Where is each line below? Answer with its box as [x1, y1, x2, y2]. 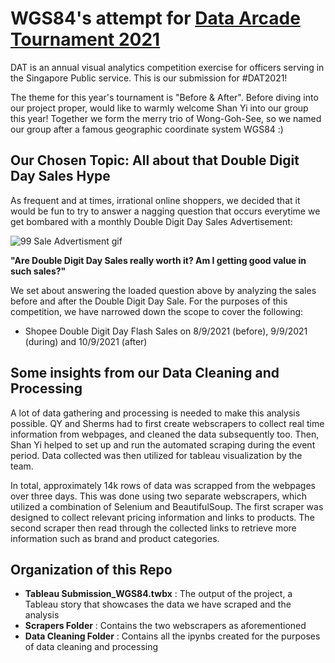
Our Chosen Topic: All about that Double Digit [10, 152, 300, 169]
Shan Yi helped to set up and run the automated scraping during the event [10, 438, 316, 451]
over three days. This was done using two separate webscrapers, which [10, 490, 307, 502]
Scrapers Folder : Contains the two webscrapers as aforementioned [24, 620, 307, 632]
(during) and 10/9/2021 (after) [24, 335, 148, 347]
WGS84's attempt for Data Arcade [10, 7, 301, 30]
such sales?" [10, 265, 67, 277]
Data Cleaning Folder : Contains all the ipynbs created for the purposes [24, 630, 321, 642]
